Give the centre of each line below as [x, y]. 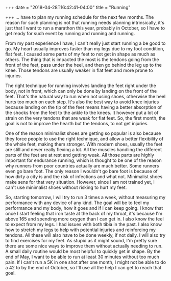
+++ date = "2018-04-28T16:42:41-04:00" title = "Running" [68, 7]
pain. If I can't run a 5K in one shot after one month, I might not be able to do [86, 262]
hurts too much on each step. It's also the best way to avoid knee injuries [82, 102]
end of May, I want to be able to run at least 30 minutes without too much [82, 257]
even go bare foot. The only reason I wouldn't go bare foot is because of [82, 171]
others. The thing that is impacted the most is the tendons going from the [82, 60]
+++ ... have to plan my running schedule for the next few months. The [80, 17]
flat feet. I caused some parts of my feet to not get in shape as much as [80, 54]
